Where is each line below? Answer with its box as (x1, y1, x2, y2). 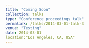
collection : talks (5, 12, 44, 17)
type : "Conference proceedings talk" (5, 16, 84, 21)
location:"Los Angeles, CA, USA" (5, 35, 75, 40)
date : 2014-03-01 (5, 30, 42, 35)
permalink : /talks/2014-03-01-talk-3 (5, 21, 84, 26)
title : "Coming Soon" (5, 7, 51, 12)
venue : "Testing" (5, 26, 42, 31)
